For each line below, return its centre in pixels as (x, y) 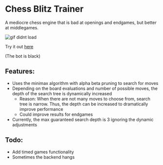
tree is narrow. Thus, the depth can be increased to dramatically (84, 104)
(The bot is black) (23, 56)
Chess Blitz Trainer (44, 9)
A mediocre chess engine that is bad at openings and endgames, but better (81, 22)
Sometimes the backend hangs (43, 157)
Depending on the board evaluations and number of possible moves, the (85, 88)
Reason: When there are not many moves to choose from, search (85, 99)
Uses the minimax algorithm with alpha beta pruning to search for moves (85, 83)
